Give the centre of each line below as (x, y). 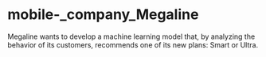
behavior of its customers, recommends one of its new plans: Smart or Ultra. (133, 44)
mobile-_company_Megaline (103, 15)
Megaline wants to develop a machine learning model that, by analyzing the (131, 36)
